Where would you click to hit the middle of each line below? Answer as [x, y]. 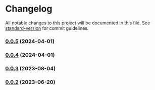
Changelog [29, 9]
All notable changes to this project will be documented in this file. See [78, 23]
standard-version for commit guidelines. [47, 28]
